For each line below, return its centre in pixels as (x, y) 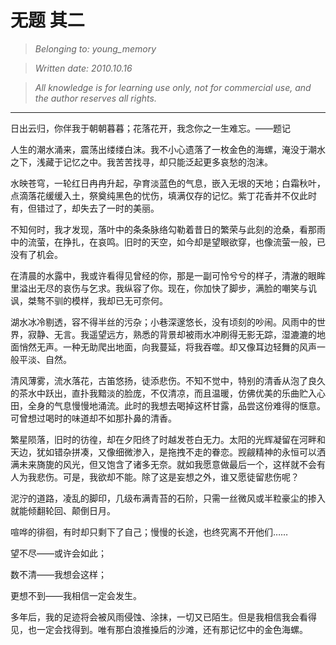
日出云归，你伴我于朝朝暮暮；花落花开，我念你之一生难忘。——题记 (150, 128)
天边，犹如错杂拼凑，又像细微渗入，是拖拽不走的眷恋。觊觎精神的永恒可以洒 (168, 452)
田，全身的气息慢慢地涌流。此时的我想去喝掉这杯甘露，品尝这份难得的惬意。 (168, 405)
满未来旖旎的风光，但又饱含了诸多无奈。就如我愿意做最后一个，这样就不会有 (168, 464)
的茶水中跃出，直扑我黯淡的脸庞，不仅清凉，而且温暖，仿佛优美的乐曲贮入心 (168, 393)
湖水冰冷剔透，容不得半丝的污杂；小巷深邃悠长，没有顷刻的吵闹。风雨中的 (163, 322)
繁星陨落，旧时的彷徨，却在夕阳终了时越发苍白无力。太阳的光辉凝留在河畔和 (168, 439)
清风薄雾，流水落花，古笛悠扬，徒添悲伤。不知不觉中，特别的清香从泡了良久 (168, 380)
